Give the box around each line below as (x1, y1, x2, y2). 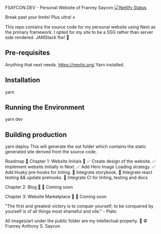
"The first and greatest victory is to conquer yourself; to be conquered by (5, 203, 154, 209)
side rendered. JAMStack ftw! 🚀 (5, 34, 70, 40)
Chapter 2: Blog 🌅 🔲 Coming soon (5, 184, 73, 190)
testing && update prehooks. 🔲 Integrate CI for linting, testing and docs (5, 175, 148, 180)
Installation (5, 76, 40, 85)
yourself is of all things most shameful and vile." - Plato (5, 208, 117, 214)
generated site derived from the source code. (5, 149, 97, 155)
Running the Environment (5, 103, 85, 112)
